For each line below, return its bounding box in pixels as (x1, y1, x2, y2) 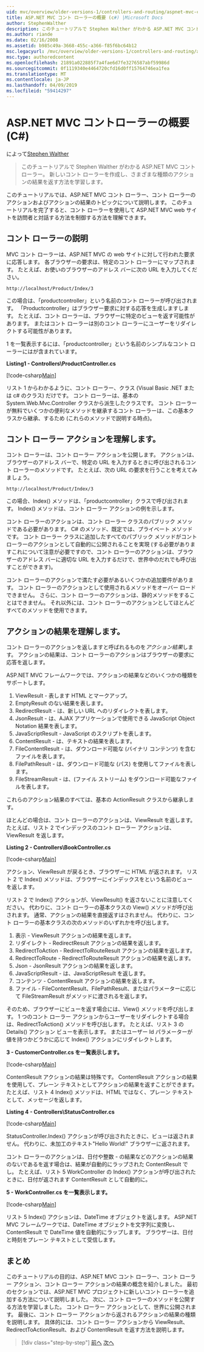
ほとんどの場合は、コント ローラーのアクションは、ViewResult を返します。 (6, 817, 196, 824)
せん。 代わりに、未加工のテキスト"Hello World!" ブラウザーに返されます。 (6, 1140, 193, 1147)
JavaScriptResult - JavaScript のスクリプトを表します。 (15, 730, 155, 738)
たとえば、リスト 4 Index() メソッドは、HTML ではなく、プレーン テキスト (6, 1089, 193, 1096)
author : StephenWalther (6, 20, 67, 26)
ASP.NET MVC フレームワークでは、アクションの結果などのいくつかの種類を (6, 671, 198, 679)
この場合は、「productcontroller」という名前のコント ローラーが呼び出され (6, 297, 192, 304)
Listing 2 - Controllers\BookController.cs (6, 844, 111, 851)
